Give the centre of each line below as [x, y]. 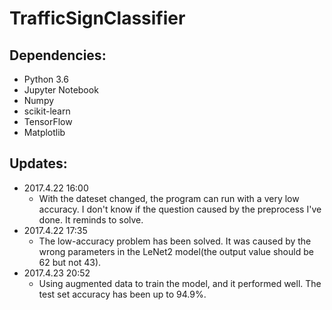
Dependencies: [58, 55]
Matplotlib [44, 132]
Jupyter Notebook [61, 90]
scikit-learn [47, 111]
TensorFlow [48, 121]
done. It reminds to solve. [91, 219]
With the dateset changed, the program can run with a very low [169, 198]
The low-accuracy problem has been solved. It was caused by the [175, 241]
